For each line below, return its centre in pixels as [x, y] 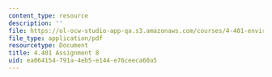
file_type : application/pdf [56, 38]
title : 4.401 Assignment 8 [54, 53]
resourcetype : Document [49, 46]
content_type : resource [49, 16]
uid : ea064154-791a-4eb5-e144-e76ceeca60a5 [83, 61]
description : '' [36, 23]
